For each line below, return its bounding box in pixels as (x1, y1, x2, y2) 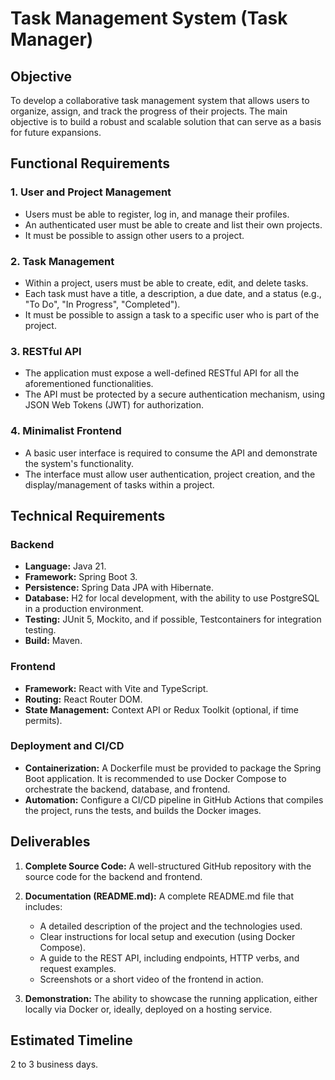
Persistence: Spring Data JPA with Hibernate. (24, 582, 215, 594)
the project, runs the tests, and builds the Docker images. (24, 804, 262, 816)
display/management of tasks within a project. (24, 478, 215, 491)
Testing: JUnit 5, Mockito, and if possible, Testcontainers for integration (24, 613, 322, 626)
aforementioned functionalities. (24, 378, 154, 390)
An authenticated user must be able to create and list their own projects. (24, 218, 323, 231)
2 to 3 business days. (10, 1058, 99, 1071)
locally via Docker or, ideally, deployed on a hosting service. (24, 1003, 273, 1015)
